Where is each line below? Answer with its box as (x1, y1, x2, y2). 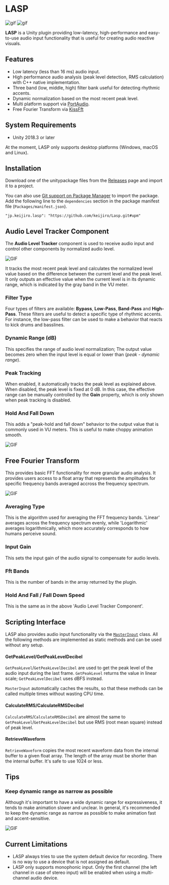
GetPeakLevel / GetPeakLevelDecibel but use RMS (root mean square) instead (5, 719, 162, 725)
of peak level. (5, 725, 34, 731)
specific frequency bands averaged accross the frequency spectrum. (5, 480, 150, 487)
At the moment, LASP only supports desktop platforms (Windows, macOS (5, 144, 158, 150)
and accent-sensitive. (5, 816, 50, 822)
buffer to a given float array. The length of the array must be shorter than (5, 752, 157, 758)
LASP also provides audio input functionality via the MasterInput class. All (5, 631, 158, 637)
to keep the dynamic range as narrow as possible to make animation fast (5, 810, 156, 816)
